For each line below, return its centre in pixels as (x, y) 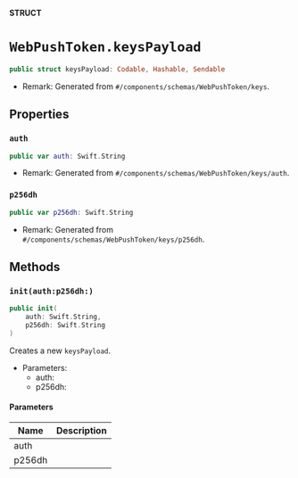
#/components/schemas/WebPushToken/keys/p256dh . (113, 239)
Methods (35, 267)
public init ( (33, 309)
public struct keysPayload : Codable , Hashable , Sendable (117, 69)
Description (82, 430)
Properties (39, 115)
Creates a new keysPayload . (60, 350)
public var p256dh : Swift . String (71, 212)
